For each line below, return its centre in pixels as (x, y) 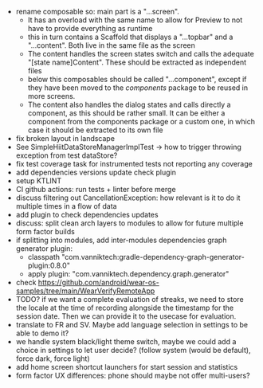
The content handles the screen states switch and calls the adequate (141, 54)
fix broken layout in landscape (65, 138)
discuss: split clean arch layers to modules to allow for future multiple (130, 223)
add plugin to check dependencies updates (87, 215)
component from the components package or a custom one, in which (141, 121)
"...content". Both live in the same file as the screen (111, 45)
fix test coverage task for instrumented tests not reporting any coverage (134, 164)
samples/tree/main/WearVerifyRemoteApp (85, 291)
